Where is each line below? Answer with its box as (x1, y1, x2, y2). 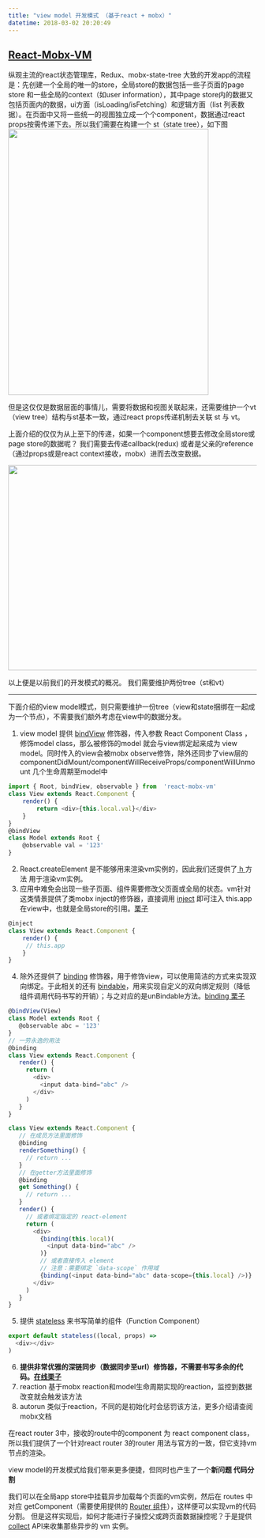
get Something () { (18, 1184, 80, 1191)
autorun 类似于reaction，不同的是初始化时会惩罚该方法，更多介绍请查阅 (19, 1401, 254, 1411)
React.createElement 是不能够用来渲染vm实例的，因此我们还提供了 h (19, 864, 244, 874)
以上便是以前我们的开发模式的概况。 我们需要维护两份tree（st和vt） (8, 678, 229, 688)
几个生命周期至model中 (32, 767, 108, 776)
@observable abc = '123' (18, 1022, 101, 1030)
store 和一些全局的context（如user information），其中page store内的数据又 (8, 90, 254, 100)
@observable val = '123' (22, 842, 104, 850)
